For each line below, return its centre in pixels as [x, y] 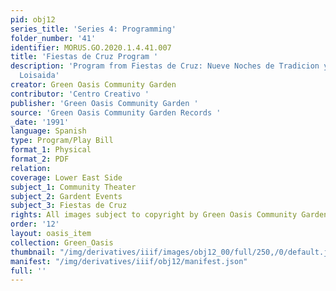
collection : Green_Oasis [62, 242]
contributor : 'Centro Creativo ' [80, 94]
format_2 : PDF [40, 159]
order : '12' [35, 224]
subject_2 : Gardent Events [66, 196]
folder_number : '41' [53, 38]
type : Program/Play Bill [62, 141]
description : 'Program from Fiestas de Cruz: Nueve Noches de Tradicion [165, 66]
